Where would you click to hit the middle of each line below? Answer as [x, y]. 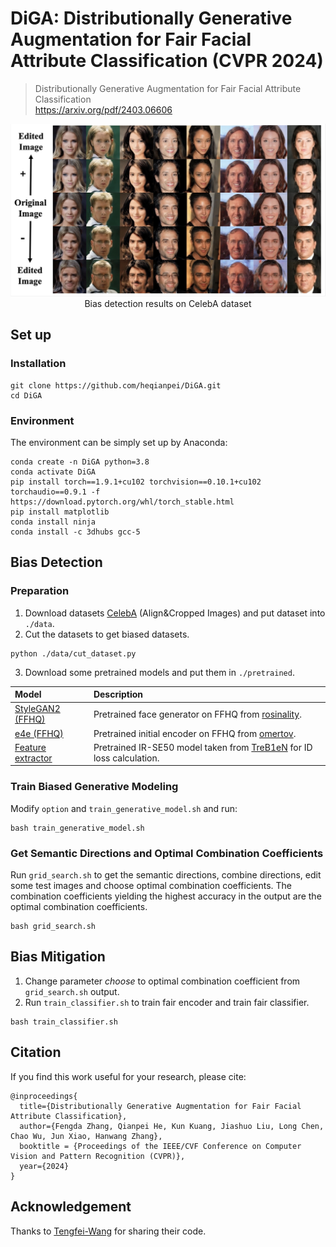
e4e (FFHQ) [39, 733]
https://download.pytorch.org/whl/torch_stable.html [122, 502]
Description [118, 694]
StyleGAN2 [37, 709]
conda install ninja [53, 522]
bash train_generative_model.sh [77, 828]
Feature [30, 747]
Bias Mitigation [58, 957]
